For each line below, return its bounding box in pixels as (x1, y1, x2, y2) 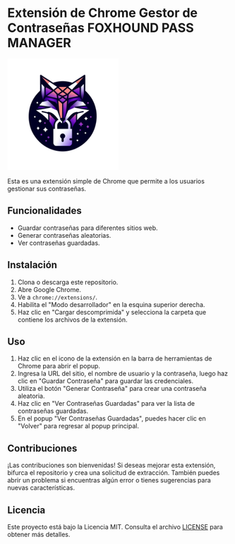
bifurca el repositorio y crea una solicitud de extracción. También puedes (7, 469, 220, 477)
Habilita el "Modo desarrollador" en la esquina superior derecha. (17, 300, 205, 308)
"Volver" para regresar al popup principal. (17, 422, 140, 430)
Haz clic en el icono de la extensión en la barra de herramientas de (17, 354, 212, 363)
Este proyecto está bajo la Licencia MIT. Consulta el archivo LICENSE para (7, 523, 224, 531)
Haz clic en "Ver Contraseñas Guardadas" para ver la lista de (17, 399, 195, 408)
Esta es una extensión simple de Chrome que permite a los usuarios (7, 176, 205, 185)
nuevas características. (7, 483, 76, 492)
